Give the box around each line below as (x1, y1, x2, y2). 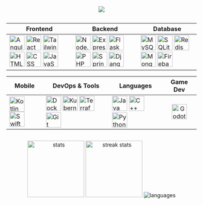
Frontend (26, 25, 53, 33)
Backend (92, 25, 118, 33)
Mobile (14, 81, 35, 90)
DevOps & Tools (52, 81, 100, 90)
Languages (119, 81, 152, 90)
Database (153, 25, 181, 33)
